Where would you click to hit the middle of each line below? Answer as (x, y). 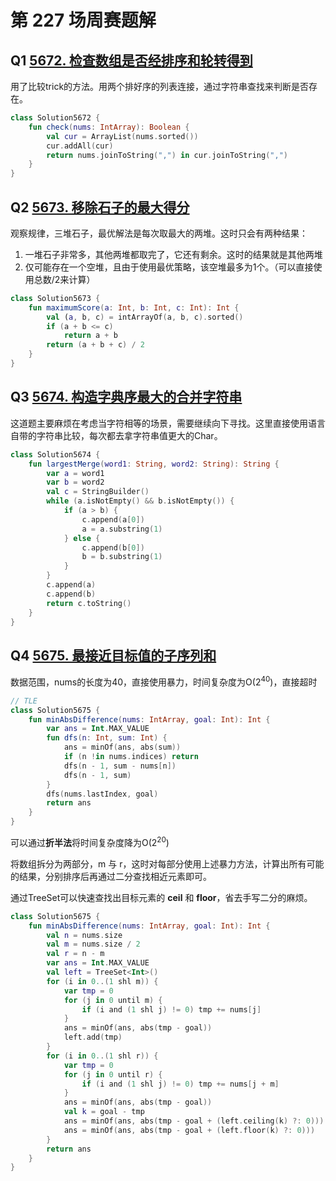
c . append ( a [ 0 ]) (113, 519)
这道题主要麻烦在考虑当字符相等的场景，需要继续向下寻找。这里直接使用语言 (168, 423)
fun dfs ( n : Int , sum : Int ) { (107, 738)
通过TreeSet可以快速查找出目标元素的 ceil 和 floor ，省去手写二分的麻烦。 (161, 897)
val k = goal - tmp (104, 1112)
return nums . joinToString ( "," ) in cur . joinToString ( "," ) (167, 155)
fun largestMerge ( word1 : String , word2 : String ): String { (154, 464)
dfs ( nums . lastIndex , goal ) (102, 794)
